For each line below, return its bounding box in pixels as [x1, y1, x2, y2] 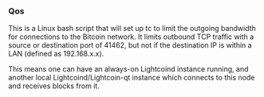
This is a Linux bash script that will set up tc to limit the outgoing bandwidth [8, 24, 257, 33]
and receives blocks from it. [8, 81, 100, 91]
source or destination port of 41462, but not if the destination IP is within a [8, 41, 253, 50]
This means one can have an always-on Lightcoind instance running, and [8, 64, 249, 74]
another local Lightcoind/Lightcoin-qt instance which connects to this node [8, 73, 255, 83]
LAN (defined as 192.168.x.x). [8, 49, 104, 59]
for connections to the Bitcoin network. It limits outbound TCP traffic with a [8, 32, 254, 41]
